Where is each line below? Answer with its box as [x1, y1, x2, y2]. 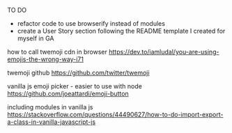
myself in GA [17, 34, 54, 42]
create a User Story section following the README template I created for [17, 27, 226, 35]
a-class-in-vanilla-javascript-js [7, 118, 96, 126]
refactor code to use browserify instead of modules [17, 19, 166, 27]
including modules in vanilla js [7, 103, 93, 111]
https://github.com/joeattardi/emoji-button [7, 90, 129, 97]
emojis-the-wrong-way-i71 [7, 55, 84, 63]
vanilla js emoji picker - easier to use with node [7, 82, 143, 90]
